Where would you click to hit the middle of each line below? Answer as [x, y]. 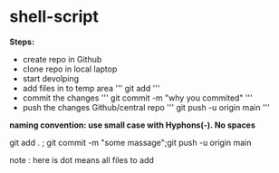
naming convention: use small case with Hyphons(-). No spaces [133, 125]
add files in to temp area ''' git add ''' [91, 88]
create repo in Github [62, 59]
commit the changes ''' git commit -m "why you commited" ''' [138, 98]
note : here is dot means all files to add [82, 159]
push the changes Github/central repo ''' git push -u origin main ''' [146, 107]
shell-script [54, 17]
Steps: [22, 42]
